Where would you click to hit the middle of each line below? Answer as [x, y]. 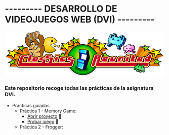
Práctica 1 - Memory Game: [48, 111]
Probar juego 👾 [43, 121]
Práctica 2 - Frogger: [41, 127]
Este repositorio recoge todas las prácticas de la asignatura [79, 88]
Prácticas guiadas [31, 105]
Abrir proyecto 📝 [44, 116]
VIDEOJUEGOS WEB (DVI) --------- [80, 19]
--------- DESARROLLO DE [61, 9]
